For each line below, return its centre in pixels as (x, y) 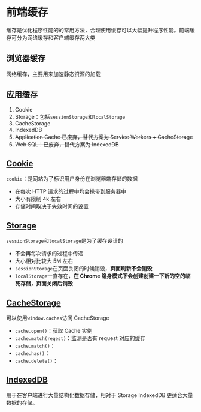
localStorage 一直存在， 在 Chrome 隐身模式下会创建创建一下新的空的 (100, 276)
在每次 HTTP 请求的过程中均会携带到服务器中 (71, 191)
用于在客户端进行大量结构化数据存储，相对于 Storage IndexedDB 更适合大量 (100, 395)
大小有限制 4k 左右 (38, 199)
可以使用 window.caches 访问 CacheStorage (58, 318)
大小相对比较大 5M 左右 (44, 261)
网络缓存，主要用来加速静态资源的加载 (53, 74)
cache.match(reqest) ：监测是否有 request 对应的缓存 (80, 338)
